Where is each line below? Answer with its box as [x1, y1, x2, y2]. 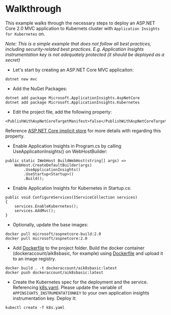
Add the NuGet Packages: [12, 85, 67, 92]
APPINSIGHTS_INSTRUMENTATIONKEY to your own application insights [12, 290, 150, 296]
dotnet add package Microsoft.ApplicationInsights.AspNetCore [5, 95, 140, 100]
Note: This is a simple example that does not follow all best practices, [5, 40, 152, 46]
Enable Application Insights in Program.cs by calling [12, 143, 122, 149]
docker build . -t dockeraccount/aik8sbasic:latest [5, 266, 117, 271]
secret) [5, 57, 20, 63]
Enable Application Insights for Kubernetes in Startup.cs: [12, 185, 131, 191]
